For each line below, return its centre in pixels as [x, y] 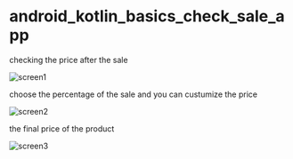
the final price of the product [62, 128]
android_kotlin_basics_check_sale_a [147, 16]
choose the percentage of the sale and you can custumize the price [134, 94]
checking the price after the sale [69, 60]
